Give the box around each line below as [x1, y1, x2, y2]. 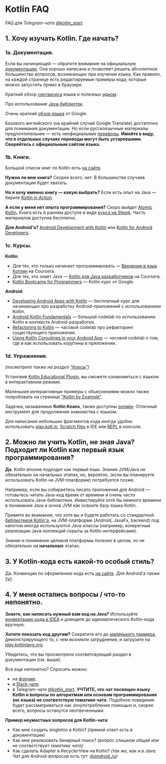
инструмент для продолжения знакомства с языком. [5, 409, 118, 415]
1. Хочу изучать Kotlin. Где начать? [5, 34, 119, 43]
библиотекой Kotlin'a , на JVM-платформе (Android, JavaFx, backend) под [5, 517, 160, 523]
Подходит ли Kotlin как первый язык [5, 445, 125, 454]
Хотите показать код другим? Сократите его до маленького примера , [5, 631, 156, 637]
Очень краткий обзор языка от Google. [5, 110, 88, 116]
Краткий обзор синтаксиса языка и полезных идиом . [5, 91, 118, 97]
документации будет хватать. [5, 180, 68, 186]
